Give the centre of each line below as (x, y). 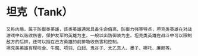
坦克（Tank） (40, 12)
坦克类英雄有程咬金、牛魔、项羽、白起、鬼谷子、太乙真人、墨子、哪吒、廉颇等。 (90, 48)
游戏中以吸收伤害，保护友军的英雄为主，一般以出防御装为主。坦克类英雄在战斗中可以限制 (99, 35)
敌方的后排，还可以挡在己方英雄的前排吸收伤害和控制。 (64, 42)
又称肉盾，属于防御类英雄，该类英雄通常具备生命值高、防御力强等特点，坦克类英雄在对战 (99, 29)
